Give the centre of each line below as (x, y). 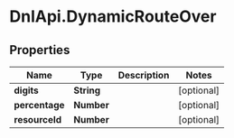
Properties (40, 50)
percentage (39, 105)
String (87, 90)
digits (26, 90)
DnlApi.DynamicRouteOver (113, 17)
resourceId (38, 120)
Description (144, 75)
